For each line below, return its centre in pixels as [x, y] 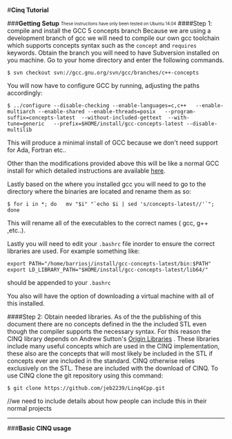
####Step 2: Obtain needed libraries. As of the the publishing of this [104, 317]
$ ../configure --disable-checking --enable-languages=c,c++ [97, 106]
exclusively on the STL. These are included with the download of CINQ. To [113, 368]
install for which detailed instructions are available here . [86, 171]
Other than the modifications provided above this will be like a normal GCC [113, 163]
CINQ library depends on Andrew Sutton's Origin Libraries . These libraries [113, 339]
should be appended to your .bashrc [59, 282]
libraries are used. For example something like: [74, 251]
